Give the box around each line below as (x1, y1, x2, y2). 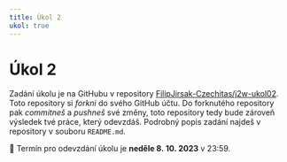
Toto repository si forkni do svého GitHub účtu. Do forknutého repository (9, 98, 275, 109)
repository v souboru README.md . (9, 126, 126, 137)
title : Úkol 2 (9, 12, 62, 22)
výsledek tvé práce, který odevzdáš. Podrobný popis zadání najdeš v (9, 117, 261, 127)
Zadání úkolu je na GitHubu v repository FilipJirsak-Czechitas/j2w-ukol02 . (9, 89, 279, 99)
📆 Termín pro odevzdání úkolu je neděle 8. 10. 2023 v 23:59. (9, 143, 231, 154)
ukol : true (9, 21, 50, 30)
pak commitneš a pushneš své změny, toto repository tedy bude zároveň (9, 107, 275, 118)
